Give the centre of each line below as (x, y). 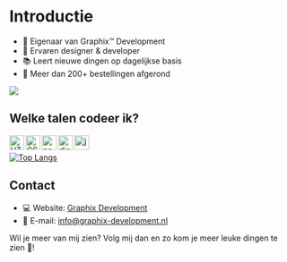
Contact (32, 186)
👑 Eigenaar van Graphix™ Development (94, 41)
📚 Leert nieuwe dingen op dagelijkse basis (102, 61)
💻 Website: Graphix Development (85, 207)
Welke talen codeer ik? (74, 118)
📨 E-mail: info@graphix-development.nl (95, 220)
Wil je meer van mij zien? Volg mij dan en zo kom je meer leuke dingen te (143, 238)
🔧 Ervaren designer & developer (81, 50)
